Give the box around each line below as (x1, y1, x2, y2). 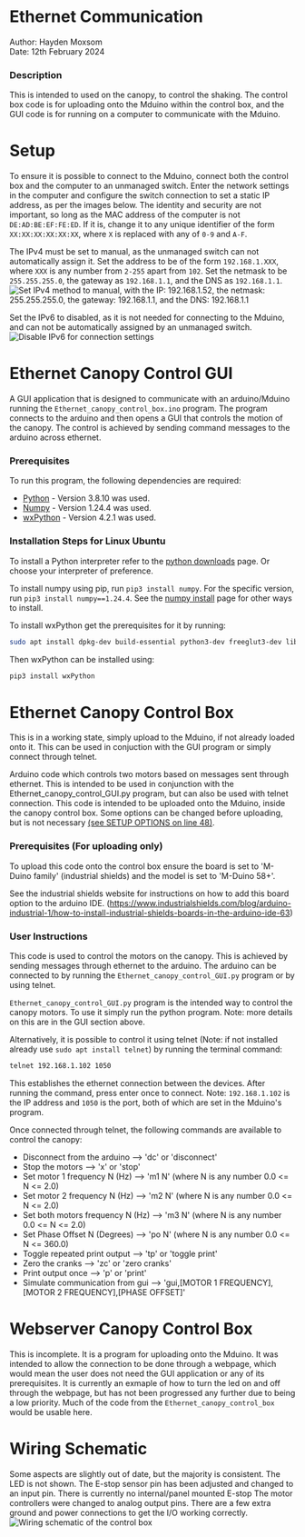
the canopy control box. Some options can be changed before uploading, (9, 807, 283, 819)
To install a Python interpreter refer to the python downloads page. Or (9, 555, 271, 566)
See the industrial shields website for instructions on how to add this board (9, 888, 290, 899)
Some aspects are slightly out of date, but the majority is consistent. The (9, 1468, 281, 1479)
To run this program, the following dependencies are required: (9, 475, 242, 486)
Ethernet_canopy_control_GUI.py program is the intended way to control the (9, 997, 293, 1008)
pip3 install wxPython (9, 671, 95, 681)
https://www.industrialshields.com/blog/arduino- (109, 897, 292, 908)
